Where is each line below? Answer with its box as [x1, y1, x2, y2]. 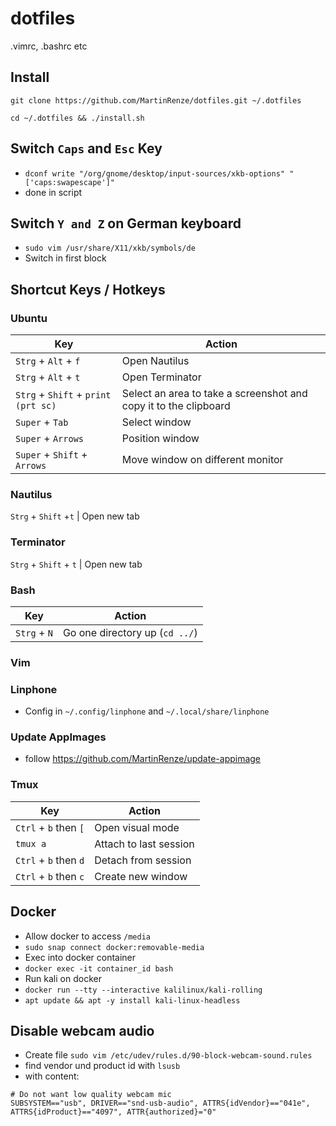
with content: [24, 1070, 80, 1082]
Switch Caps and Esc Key [10, 140, 163, 157]
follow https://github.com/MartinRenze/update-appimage [24, 753, 262, 765]
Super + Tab [15, 415, 69, 429]
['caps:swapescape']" [24, 177, 115, 187]
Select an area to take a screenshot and [121, 387, 308, 401]
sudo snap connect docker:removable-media [24, 942, 205, 952]
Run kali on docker [24, 972, 102, 984]
